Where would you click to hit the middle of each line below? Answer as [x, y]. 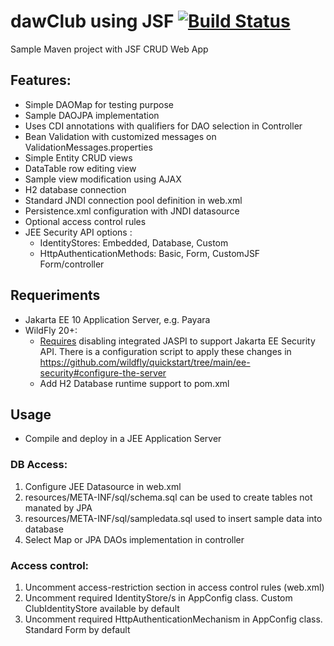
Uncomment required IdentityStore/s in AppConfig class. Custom [158, 597]
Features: [41, 80]
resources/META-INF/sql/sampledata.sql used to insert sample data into [173, 518]
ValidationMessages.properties [88, 147]
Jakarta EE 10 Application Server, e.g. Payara [117, 319]
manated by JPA [58, 507]
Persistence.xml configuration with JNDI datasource [132, 211]
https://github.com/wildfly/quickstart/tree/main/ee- [145, 362]
